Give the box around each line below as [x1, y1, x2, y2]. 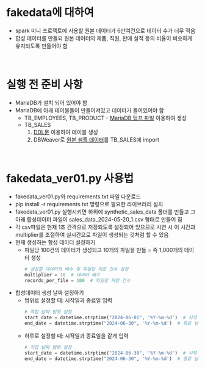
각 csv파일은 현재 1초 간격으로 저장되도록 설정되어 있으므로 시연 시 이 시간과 [15, 223, 196, 231]
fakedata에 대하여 [6, 5, 95, 20]
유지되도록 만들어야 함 [15, 42, 68, 49]
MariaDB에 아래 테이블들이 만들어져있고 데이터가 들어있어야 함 [15, 106, 164, 114]
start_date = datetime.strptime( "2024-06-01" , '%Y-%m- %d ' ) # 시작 [24, 315, 197, 321]
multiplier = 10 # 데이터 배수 [24, 272, 101, 278]
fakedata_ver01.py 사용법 [6, 171, 134, 186]
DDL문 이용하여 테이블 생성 [33, 128, 99, 135]
